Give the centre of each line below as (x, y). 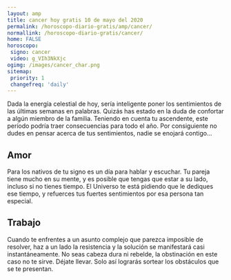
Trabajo (24, 223)
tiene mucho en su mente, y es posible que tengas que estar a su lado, (108, 179)
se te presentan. (30, 269)
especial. (20, 201)
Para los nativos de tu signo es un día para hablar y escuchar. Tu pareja (109, 172)
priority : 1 (27, 78)
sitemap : (20, 71)
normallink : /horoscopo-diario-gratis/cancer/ (75, 33)
